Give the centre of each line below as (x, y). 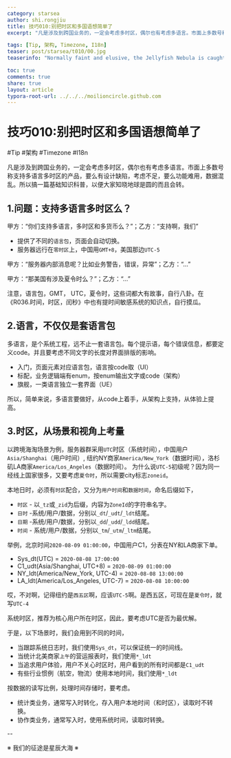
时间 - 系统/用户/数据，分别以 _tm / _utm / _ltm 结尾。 (86, 530)
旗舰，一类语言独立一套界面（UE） (66, 384)
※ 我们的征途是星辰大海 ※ (43, 748)
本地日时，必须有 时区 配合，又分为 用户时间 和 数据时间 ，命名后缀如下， (102, 489)
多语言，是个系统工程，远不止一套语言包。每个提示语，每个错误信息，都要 (112, 344)
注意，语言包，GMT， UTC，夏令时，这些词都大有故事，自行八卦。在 (106, 293)
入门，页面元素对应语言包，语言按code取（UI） (85, 367)
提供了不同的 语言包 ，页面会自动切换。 (70, 241)
